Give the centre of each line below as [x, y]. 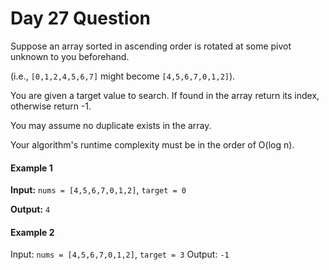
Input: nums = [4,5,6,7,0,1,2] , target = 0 [98, 190]
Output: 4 [30, 209]
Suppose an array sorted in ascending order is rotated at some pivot [151, 46]
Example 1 [31, 168]
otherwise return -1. [51, 106]
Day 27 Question [81, 18]
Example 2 [32, 232]
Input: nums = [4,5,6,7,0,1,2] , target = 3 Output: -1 [120, 254]
